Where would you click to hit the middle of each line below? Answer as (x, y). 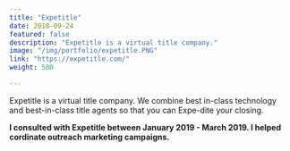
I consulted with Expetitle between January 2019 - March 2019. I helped (145, 127)
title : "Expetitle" (46, 17)
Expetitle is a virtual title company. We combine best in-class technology (143, 100)
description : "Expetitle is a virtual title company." (114, 42)
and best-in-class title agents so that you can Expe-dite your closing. (136, 110)
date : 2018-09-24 (42, 26)
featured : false (39, 34)
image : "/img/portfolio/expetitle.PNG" (84, 51)
